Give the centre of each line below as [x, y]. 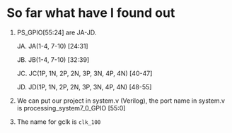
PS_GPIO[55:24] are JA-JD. [57, 32]
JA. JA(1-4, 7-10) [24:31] [53, 46]
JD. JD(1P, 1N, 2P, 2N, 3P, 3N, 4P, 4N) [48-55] [84, 87]
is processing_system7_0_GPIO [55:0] [71, 108]
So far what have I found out [91, 13]
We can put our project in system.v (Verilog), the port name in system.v [121, 101]
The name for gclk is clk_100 [59, 122]
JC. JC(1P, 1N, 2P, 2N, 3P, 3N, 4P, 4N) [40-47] [85, 73]
